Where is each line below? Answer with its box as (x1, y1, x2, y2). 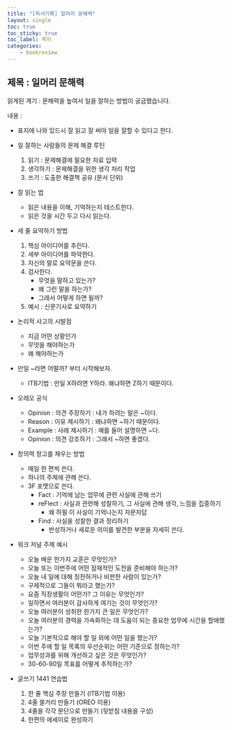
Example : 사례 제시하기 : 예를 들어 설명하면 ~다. (27, 426, 160, 434)
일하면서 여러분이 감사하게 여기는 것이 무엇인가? (27, 598, 158, 607)
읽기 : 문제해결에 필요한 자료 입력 (27, 155, 117, 164)
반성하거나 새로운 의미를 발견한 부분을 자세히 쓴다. (48, 525, 185, 533)
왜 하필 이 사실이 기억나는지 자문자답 (48, 508, 148, 516)
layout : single (7, 17, 52, 24)
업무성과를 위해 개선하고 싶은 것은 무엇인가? (27, 651, 147, 659)
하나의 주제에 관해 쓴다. (27, 473, 92, 481)
